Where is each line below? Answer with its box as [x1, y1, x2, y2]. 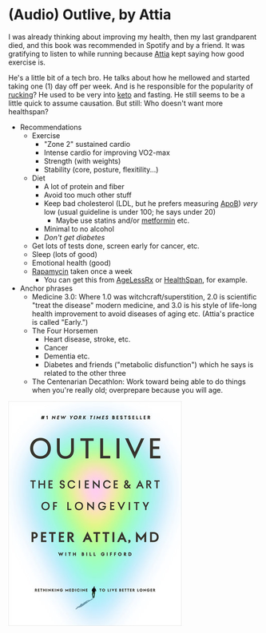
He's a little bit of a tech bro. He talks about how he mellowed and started [8, 73, 250, 82]
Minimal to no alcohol [43, 224, 114, 233]
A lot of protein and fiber [43, 181, 125, 191]
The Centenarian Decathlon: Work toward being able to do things [31, 377, 246, 386]
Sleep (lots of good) [31, 249, 98, 259]
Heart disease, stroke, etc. [43, 334, 131, 344]
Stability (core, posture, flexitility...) [43, 164, 159, 174]
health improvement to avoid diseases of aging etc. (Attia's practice [31, 309, 255, 318]
